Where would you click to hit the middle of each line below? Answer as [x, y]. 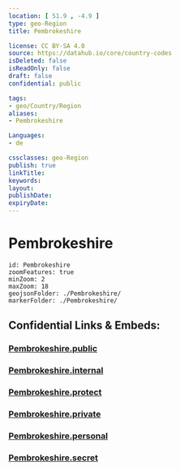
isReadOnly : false [39, 69]
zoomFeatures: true [41, 272]
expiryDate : [28, 203]
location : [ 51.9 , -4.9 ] [54, 16]
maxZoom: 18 [28, 286]
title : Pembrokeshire [45, 31]
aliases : [23, 113]
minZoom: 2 [27, 279]
